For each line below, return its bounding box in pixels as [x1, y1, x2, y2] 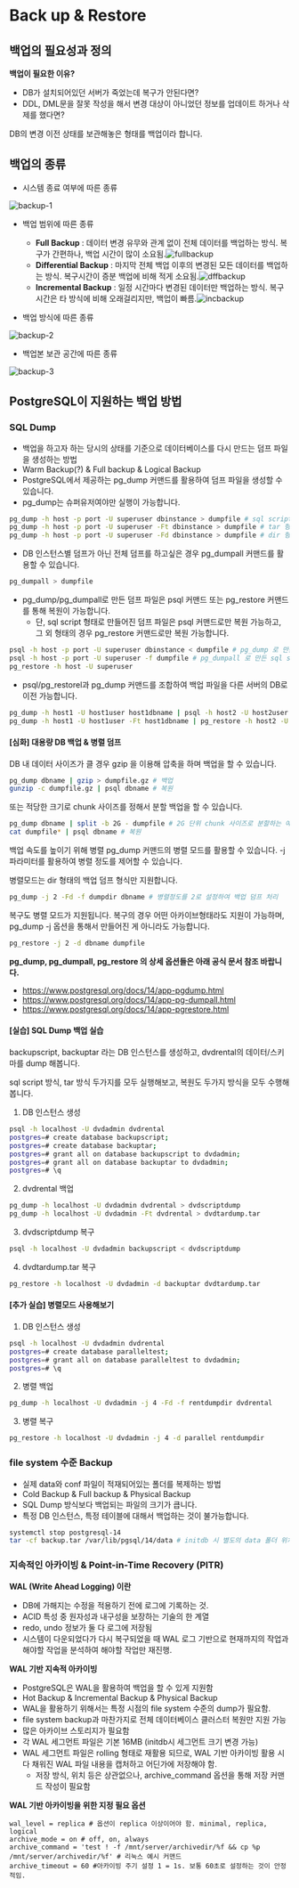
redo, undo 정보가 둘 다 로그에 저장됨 [21, 1622, 153, 1632]
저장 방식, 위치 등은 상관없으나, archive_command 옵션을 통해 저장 [35, 1770, 269, 1780]
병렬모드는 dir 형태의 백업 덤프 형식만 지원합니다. [9, 875, 178, 886]
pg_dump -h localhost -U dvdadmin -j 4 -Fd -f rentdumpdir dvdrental [9, 1399, 273, 1408]
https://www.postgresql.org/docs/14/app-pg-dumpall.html [21, 994, 236, 1005]
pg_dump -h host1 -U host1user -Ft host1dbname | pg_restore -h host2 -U [9, 716, 289, 726]
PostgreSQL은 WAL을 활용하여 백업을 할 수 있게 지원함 [21, 1682, 214, 1693]
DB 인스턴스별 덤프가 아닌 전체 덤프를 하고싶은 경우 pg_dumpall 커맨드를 [21, 549, 275, 559]
